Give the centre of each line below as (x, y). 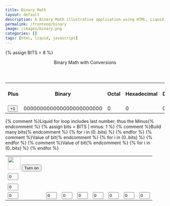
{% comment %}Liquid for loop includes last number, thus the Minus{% (80, 121)
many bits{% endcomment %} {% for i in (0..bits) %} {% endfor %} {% (79, 132)
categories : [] (21, 33)
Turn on (32, 168)
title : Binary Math (26, 10)
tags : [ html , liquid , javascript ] (42, 38)
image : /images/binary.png (34, 29)
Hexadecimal (141, 94)
